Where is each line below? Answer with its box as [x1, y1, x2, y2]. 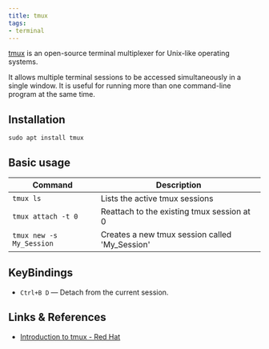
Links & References [8, 311, 106, 324]
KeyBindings [8, 266, 74, 280]
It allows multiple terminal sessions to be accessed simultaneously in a [8, 73, 242, 82]
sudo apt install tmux [8, 134, 84, 142]
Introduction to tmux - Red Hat [19, 331, 121, 341]
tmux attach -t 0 [12, 212, 78, 221]
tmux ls [12, 194, 42, 203]
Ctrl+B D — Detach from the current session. [19, 287, 169, 297]
